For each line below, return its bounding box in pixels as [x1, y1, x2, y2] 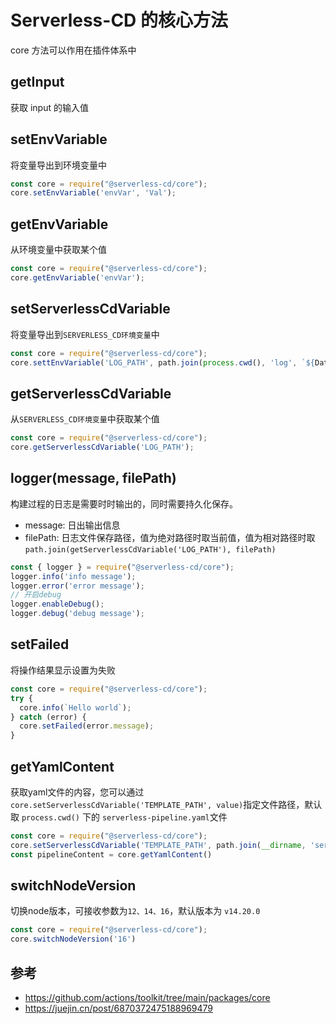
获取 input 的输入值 [10, 101, 89, 113]
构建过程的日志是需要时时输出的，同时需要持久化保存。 [10, 497, 238, 510]
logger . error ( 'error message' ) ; [10, 581, 145, 591]
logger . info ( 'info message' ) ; [10, 571, 137, 581]
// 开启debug [10, 590, 62, 600]
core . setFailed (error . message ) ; [19, 721, 155, 731]
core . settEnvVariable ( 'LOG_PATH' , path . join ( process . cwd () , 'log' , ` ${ [10, 357, 316, 368]
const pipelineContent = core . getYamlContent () [10, 849, 213, 860]
